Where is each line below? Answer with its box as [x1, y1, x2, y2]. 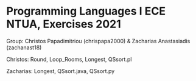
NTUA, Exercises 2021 [6, 17, 122, 31]
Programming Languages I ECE [6, 4, 166, 18]
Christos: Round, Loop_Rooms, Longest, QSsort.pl [6, 55, 132, 63]
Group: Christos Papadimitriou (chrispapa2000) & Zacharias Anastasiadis [6, 37, 191, 44]
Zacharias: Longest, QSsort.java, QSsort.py [6, 67, 115, 74]
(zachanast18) [6, 44, 42, 51]
